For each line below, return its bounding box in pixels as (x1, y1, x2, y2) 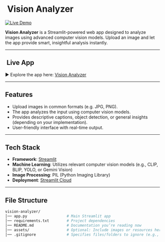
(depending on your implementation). (12, 119, 88, 125)
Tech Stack (5, 143, 40, 151)
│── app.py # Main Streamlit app (5, 214, 111, 219)
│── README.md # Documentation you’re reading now (5, 223, 141, 228)
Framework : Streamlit (12, 156, 57, 162)
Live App (6, 59, 34, 67)
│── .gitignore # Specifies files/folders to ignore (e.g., (5, 232, 160, 237)
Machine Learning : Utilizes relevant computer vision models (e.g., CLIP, (12, 161, 158, 168)
